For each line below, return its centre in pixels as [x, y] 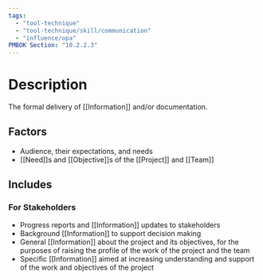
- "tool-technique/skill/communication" [83, 30]
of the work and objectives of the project [86, 267]
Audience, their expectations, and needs [86, 151]
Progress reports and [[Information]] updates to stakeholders [120, 225]
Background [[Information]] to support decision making [110, 233]
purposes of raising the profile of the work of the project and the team [135, 250]
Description [48, 85]
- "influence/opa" [46, 38]
